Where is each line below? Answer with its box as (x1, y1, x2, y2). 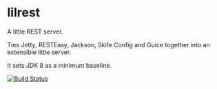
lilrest (7, 5, 41, 21)
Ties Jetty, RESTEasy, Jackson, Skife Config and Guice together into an (7, 40, 210, 49)
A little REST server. (7, 27, 63, 36)
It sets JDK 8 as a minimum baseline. (7, 61, 112, 69)
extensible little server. (7, 48, 72, 56)
